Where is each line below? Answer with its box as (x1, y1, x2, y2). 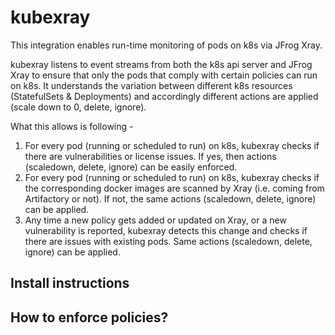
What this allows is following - (10, 120, 134, 132)
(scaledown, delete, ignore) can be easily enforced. (24, 161, 238, 173)
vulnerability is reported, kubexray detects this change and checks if (24, 224, 308, 236)
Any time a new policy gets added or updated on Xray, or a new (24, 214, 287, 226)
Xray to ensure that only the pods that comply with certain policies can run (10, 69, 318, 81)
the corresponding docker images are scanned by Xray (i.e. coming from (24, 182, 325, 194)
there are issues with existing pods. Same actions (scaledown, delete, (24, 235, 313, 247)
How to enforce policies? (10, 309, 169, 326)
